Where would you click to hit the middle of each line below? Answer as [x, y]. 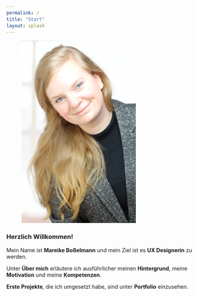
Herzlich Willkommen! [40, 237]
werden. [17, 256]
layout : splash [26, 26]
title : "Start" [26, 19]
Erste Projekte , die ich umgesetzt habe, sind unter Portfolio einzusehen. [97, 286]
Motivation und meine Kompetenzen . [54, 275]
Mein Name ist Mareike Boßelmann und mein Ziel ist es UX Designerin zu [99, 250]
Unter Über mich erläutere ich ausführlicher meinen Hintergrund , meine [97, 268]
